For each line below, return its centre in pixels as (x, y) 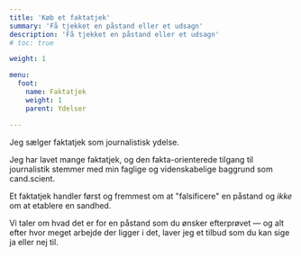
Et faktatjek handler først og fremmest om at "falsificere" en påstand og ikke (151, 196)
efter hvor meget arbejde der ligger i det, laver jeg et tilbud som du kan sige (150, 232)
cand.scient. (32, 178)
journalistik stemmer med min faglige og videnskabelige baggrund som (141, 169)
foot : (28, 84)
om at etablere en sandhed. (60, 205)
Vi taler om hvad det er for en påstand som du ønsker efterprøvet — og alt (147, 223)
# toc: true (32, 43)
